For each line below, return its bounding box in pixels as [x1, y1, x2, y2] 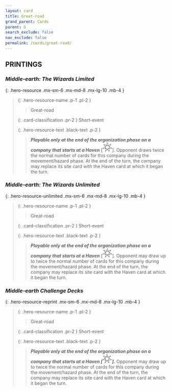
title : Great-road [5, 13, 44, 19]
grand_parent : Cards [5, 19, 50, 24]
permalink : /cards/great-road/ [5, 41, 72, 46]
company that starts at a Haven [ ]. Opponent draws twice [30, 147, 164, 153]
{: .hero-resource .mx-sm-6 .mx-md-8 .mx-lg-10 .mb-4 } [5, 87, 125, 93]
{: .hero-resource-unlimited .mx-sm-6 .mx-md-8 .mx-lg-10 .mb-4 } [5, 193, 146, 199]
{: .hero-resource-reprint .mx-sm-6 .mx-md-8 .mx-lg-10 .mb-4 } [5, 299, 140, 305]
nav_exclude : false [5, 35, 47, 40]
